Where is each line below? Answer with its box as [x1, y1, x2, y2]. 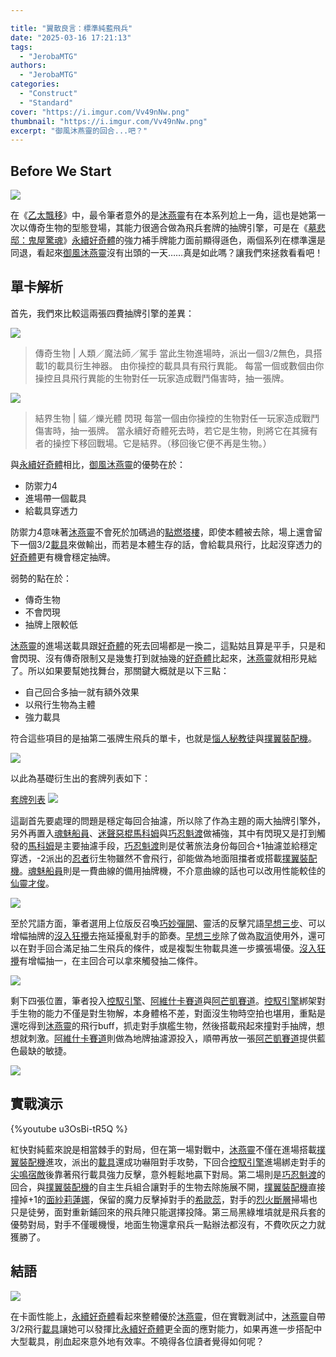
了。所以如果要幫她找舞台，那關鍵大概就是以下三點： [10, 664, 230, 676]
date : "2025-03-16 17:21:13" [10, 32, 132, 43]
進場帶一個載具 [24, 492, 87, 504]
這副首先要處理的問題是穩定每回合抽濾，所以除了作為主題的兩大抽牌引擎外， [10, 814, 326, 826]
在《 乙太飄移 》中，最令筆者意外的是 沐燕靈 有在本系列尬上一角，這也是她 [10, 209, 308, 221]
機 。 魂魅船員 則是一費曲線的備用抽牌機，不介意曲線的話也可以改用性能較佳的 [10, 864, 326, 876]
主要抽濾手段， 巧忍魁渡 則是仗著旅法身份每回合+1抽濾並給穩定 [62, 839, 318, 851]
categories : [10, 79, 60, 90]
